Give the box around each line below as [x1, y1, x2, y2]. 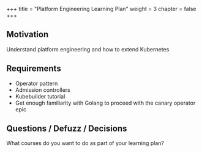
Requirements [6, 64, 61, 74]
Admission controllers [15, 86, 70, 94]
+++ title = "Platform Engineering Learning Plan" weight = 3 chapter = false [6, 6, 196, 12]
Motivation [6, 29, 49, 40]
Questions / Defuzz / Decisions [6, 124, 127, 134]
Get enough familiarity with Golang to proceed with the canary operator [15, 99, 196, 106]
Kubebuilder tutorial [15, 92, 65, 100]
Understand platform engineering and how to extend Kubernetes [6, 45, 170, 53]
